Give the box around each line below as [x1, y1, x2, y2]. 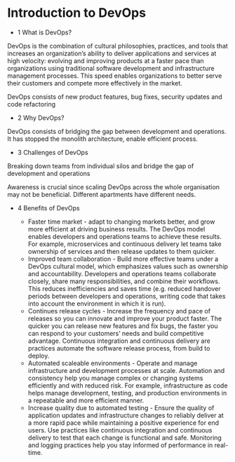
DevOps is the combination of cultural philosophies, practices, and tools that [7, 41, 228, 50]
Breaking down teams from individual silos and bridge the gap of [7, 161, 194, 170]
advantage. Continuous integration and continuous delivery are [27, 337, 210, 345]
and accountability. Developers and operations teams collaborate [27, 269, 217, 278]
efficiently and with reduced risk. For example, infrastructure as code [27, 381, 228, 390]
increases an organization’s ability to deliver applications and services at [7, 49, 217, 57]
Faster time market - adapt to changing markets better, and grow [27, 217, 215, 226]
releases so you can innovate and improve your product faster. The [27, 314, 222, 322]
